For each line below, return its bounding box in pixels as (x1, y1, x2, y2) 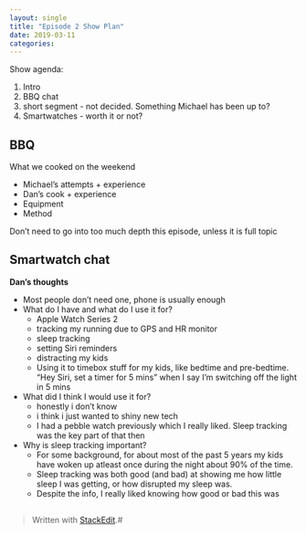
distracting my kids (36, 352, 109, 363)
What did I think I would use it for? (22, 391, 152, 402)
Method (22, 208, 53, 219)
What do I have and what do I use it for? (22, 303, 174, 315)
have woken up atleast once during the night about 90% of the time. (36, 458, 294, 470)
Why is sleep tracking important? (22, 439, 148, 450)
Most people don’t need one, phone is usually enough (22, 294, 226, 305)
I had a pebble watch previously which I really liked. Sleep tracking (36, 420, 288, 431)
